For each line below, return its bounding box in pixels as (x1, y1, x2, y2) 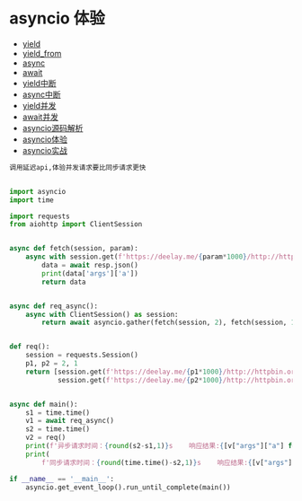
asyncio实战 (22, 145, 67, 155)
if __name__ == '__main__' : (9, 474, 115, 483)
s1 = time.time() (25, 408, 91, 417)
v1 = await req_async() (25, 417, 115, 426)
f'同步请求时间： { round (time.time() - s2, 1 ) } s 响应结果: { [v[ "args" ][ (41, 458, 297, 467)
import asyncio (9, 187, 67, 196)
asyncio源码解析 (22, 122, 84, 133)
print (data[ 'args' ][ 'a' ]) (41, 268, 139, 278)
